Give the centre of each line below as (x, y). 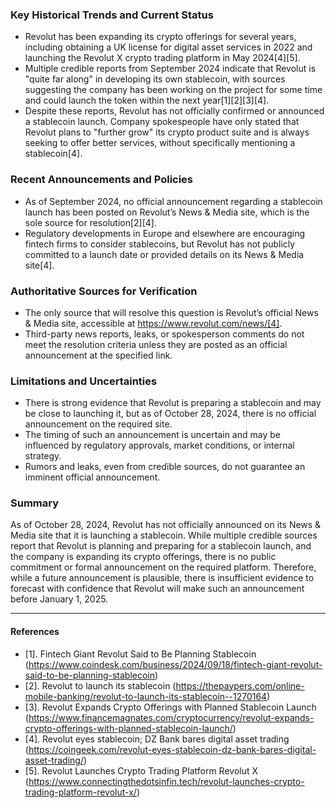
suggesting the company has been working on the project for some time (173, 90)
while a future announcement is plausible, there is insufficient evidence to (162, 578)
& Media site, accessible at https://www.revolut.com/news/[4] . (153, 323)
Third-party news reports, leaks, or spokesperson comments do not (164, 334)
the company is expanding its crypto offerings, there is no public (143, 557)
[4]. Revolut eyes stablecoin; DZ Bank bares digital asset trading (157, 739)
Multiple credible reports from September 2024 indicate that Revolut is (170, 69)
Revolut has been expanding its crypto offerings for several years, (160, 37)
